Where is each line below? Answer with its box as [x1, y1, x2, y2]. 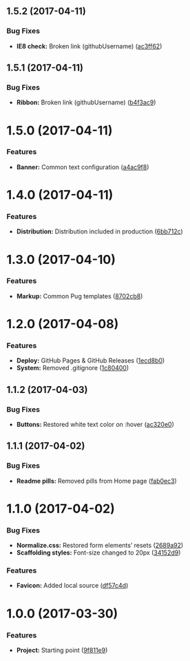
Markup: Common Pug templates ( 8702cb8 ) [16, 291, 143, 300]
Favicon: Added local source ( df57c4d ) [16, 582, 129, 590]
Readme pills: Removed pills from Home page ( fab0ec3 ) [16, 477, 177, 485]
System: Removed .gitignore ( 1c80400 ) [16, 364, 129, 372]
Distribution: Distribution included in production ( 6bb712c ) [16, 227, 183, 236]
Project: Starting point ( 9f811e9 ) [16, 646, 108, 654]
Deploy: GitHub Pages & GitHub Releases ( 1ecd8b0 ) [16, 356, 165, 365]
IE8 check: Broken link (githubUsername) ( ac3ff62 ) [16, 41, 162, 50]
